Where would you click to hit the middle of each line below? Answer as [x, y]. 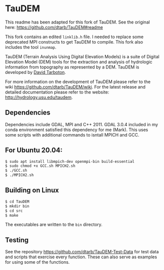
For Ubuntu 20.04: [34, 150]
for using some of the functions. [37, 262]
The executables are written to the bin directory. [54, 225]
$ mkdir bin [17, 206]
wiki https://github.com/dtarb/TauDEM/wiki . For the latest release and [75, 87]
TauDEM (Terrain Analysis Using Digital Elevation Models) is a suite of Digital [82, 56]
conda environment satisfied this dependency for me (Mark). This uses [77, 130]
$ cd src [14, 211]
